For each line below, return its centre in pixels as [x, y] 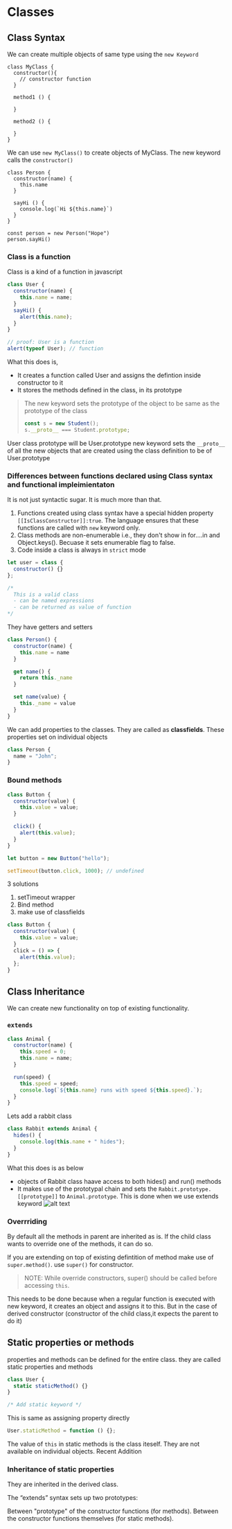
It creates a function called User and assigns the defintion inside [109, 376]
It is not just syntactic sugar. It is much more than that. [84, 500]
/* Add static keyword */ [44, 1405]
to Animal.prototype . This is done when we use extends [139, 1196]
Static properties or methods [71, 1343]
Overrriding [27, 1221]
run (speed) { [32, 1077]
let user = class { [35, 563]
